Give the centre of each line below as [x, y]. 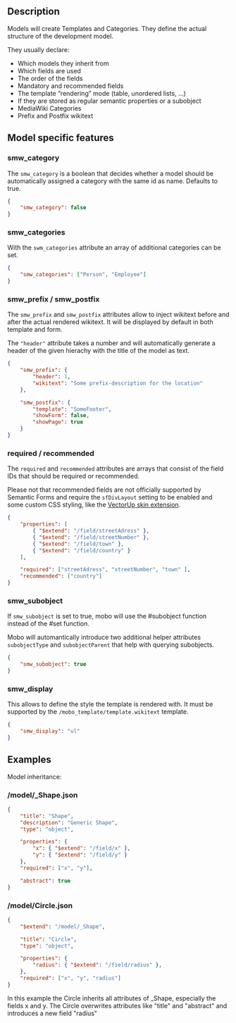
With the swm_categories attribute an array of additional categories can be [114, 248]
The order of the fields [50, 78]
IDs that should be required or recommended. [73, 476]
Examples [29, 760]
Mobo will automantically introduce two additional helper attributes [104, 638]
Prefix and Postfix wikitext [55, 116]
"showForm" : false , [61, 416]
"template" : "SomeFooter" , [72, 409]
